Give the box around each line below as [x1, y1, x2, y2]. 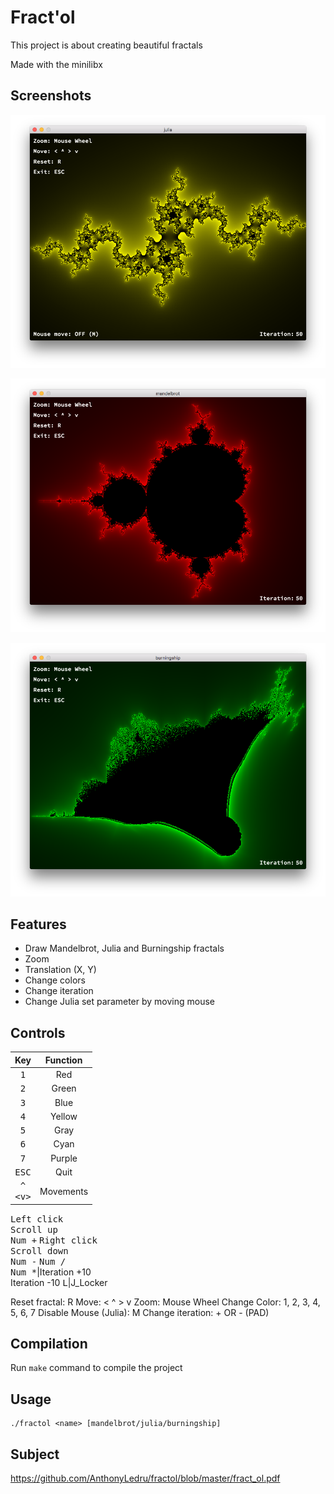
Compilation [10, 1335, 88, 1352]
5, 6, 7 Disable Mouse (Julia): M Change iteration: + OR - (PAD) [10, 1306, 270, 1318]
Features [10, 916, 67, 933]
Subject [10, 1446, 60, 1463]
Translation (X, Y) [24, 964, 97, 976]
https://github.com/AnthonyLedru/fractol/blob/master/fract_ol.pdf [10, 1472, 281, 1484]
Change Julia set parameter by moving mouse [24, 996, 216, 1008]
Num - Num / [10, 1256, 67, 1267]
